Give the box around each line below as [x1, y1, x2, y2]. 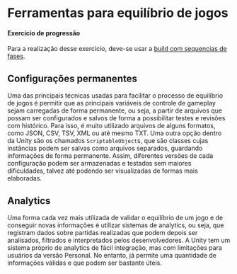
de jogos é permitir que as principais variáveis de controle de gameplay [7, 99, 216, 108]
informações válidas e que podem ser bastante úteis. [7, 258, 163, 267]
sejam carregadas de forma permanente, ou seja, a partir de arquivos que [7, 106, 223, 115]
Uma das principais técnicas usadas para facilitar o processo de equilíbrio [7, 91, 224, 100]
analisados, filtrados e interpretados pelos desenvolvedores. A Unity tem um [7, 236, 231, 245]
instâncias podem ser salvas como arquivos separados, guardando [7, 144, 203, 153]
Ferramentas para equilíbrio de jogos [7, 5, 229, 21]
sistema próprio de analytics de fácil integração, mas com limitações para [7, 244, 223, 252]
